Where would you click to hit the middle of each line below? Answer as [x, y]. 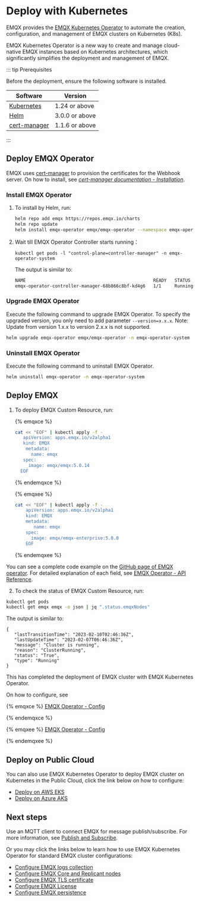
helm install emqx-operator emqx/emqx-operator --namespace [91, 230]
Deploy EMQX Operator [50, 159]
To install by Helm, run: [43, 208]
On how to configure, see [37, 695]
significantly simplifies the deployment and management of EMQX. [88, 58]
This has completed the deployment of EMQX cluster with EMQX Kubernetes [100, 677]
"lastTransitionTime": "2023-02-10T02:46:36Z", [74, 635]
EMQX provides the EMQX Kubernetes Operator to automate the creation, [96, 27]
